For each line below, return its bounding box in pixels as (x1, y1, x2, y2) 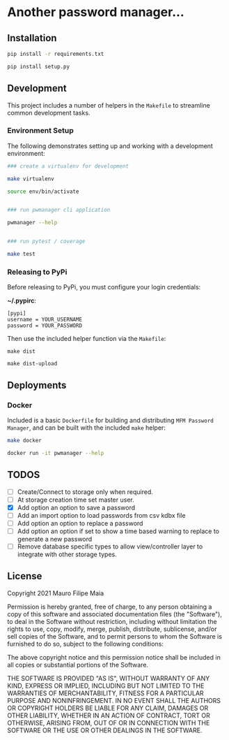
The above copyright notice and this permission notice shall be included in (7, 653, 221, 661)
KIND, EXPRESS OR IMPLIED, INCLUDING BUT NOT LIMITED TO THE (7, 681, 205, 690)
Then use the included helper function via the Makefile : (7, 335, 166, 343)
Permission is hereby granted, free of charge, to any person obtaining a (7, 602, 212, 611)
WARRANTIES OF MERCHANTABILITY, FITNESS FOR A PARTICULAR (7, 689, 204, 697)
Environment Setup (7, 126, 74, 136)
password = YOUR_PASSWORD (7, 322, 82, 329)
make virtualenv (7, 175, 54, 182)
